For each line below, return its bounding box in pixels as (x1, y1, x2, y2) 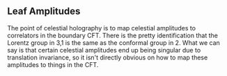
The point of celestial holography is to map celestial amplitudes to (7, 23, 196, 32)
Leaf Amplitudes (7, 6, 81, 17)
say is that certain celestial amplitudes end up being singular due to (7, 46, 201, 54)
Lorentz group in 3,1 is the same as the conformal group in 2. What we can (7, 38, 221, 47)
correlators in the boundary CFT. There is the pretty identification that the (7, 31, 218, 39)
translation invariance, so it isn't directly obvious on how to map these (7, 53, 208, 61)
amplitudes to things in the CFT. (7, 60, 99, 68)
